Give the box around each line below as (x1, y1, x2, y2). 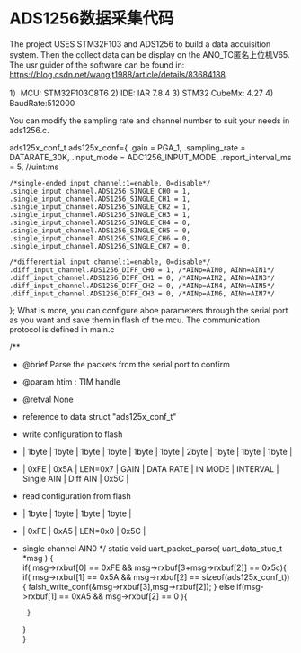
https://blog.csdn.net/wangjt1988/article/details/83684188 (9, 68, 226, 79)
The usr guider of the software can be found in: (9, 59, 185, 70)
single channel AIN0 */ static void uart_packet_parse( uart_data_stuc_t (22, 542, 283, 554)
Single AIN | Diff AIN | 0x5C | (22, 473, 129, 484)
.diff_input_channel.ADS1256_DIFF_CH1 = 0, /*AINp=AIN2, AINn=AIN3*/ (9, 273, 276, 282)
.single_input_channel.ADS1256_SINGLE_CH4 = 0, (9, 218, 191, 227)
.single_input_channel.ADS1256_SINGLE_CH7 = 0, (9, 241, 191, 250)
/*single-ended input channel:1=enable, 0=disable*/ (9, 178, 211, 187)
